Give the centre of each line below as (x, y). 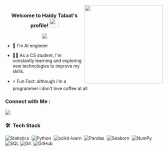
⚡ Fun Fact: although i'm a (39, 81)
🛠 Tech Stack (23, 125)
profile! (39, 25)
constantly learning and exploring (47, 61)
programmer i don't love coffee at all (50, 88)
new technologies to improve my (46, 66)
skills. (18, 71)
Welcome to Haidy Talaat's (44, 15)
